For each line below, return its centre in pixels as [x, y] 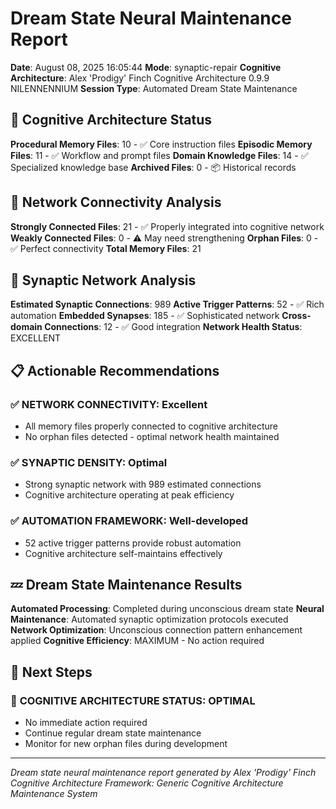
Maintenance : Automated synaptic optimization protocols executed [149, 619]
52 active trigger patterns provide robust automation [133, 543]
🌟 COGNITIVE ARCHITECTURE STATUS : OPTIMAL [133, 700]
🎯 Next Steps [51, 672]
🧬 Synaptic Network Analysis [103, 280]
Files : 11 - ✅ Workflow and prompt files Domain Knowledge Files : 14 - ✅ [159, 155]
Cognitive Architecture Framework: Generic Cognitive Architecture [147, 783]
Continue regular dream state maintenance [113, 733]
